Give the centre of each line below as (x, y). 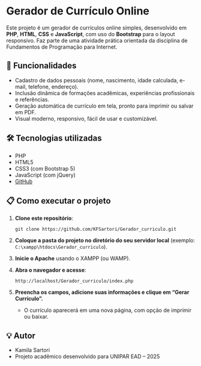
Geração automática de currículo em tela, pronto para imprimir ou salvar (104, 106)
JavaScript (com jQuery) (45, 175)
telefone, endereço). (53, 87)
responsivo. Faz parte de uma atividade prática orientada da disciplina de (97, 40)
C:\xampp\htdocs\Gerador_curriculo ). (61, 247)
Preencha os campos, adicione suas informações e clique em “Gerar (102, 292)
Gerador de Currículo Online (78, 11)
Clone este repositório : (44, 218)
